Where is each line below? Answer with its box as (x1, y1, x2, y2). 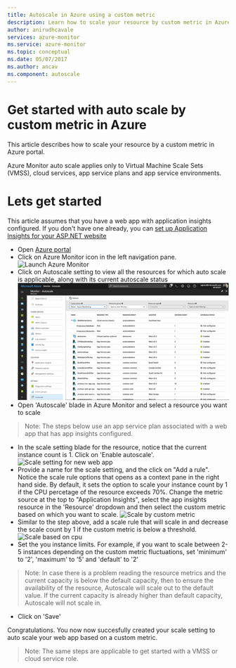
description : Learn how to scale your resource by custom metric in (7, 18, 212, 26)
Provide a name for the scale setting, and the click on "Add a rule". (17, 465, 210, 474)
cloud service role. (24, 654, 79, 662)
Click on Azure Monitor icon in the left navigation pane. (17, 252, 177, 261)
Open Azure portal (17, 245, 72, 253)
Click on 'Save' (17, 612, 61, 620)
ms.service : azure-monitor (7, 41, 86, 49)
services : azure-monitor (7, 34, 80, 41)
